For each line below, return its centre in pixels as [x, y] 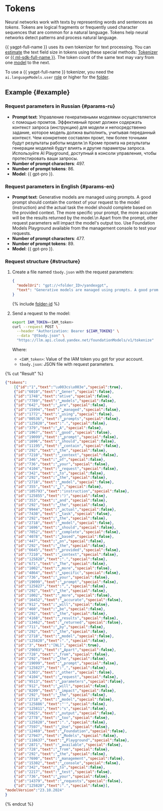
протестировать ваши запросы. [45, 158]
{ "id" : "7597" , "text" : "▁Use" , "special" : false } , [62, 727]
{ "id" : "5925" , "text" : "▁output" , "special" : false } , [65, 713]
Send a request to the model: [41, 313]
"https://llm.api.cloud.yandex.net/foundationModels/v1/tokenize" [85, 340]
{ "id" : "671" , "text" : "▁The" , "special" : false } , [61, 564]
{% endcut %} [19, 804]
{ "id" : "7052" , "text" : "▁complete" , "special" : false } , [67, 532]
